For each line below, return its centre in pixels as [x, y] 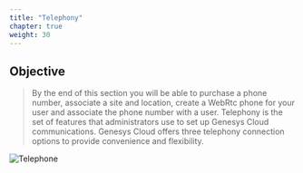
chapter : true [36, 26]
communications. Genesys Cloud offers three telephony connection [158, 131]
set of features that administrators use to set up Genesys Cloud [150, 122]
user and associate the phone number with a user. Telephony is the [157, 112]
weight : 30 [30, 34]
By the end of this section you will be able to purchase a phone [149, 93]
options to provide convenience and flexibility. [117, 141]
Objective [38, 71]
